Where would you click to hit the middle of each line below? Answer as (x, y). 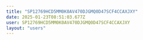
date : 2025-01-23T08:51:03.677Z (46, 17)
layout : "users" (26, 28)
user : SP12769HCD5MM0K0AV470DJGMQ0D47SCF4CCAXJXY (68, 22)
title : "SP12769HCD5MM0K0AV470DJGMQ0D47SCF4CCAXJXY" (72, 11)
